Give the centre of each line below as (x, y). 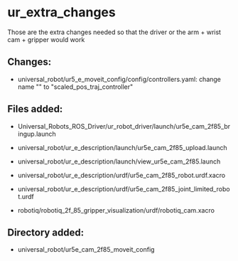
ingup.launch (37, 134)
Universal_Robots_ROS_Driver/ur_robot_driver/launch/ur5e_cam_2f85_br (124, 126)
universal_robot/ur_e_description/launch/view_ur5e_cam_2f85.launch (119, 161)
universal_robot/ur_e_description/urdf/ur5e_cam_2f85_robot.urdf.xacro (121, 175)
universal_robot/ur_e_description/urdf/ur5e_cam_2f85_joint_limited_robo (124, 188)
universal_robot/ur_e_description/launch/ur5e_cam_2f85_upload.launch (122, 147)
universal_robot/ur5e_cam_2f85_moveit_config (86, 250)
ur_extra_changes (61, 12)
